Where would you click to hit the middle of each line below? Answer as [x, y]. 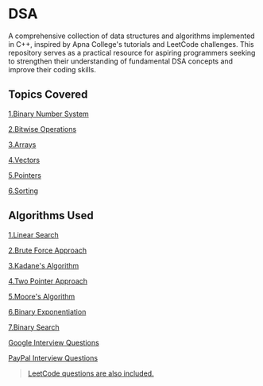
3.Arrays [22, 145]
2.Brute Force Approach [48, 250]
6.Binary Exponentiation [47, 311]
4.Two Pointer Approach [48, 281]
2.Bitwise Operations [43, 129]
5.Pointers [25, 175]
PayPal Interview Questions [53, 357]
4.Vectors [24, 160]
